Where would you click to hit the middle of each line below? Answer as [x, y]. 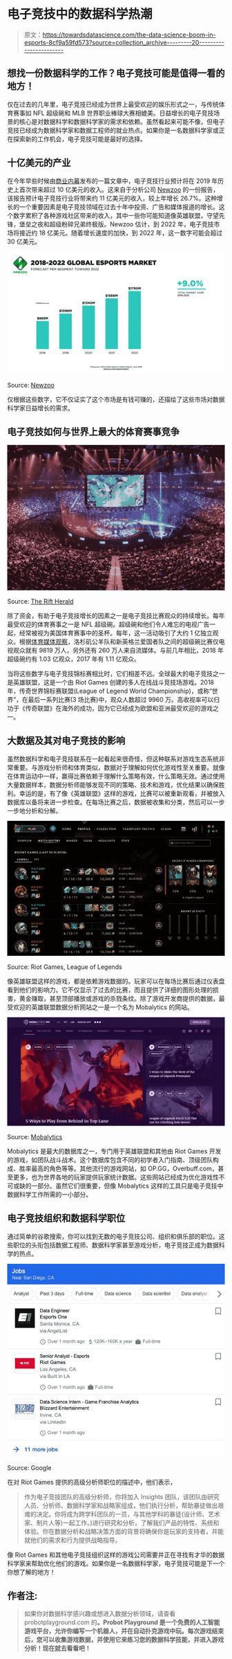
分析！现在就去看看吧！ [57, 1649]
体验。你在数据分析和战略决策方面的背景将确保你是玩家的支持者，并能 [124, 1531]
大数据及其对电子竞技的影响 [66, 741]
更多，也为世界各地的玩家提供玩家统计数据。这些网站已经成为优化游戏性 [116, 1177]
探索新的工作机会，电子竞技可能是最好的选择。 [79, 138]
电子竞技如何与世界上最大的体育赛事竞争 [93, 432]
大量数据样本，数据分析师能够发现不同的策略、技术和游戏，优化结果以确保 [113, 785]
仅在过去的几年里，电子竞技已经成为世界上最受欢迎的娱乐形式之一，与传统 [113, 104]
